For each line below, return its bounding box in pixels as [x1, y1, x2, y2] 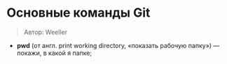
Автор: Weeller [23, 28, 68, 36]
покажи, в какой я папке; [16, 49, 92, 57]
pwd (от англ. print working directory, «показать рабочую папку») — [16, 41, 220, 49]
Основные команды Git [6, 5, 151, 21]
